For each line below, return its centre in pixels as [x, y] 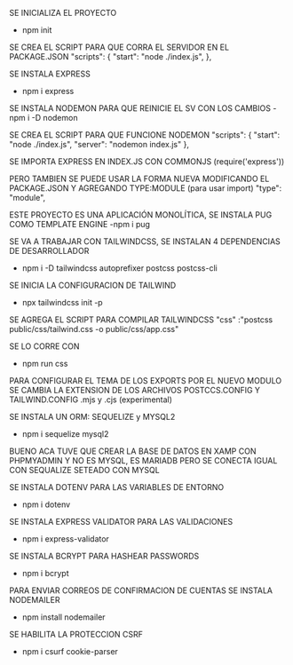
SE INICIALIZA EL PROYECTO [63, 13]
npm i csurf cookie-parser [70, 651]
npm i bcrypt [45, 573]
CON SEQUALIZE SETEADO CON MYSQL [84, 470]
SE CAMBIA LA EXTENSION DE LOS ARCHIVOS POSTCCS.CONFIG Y [135, 390]
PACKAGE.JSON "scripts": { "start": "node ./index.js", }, [111, 56]
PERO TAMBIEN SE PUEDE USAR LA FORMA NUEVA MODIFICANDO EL [139, 178]
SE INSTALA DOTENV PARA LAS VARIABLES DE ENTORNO [117, 487]
